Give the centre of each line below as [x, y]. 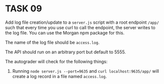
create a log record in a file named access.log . [60, 76]
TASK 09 [23, 9]
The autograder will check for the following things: [56, 61]
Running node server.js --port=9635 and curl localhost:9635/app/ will [85, 71]
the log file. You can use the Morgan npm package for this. [65, 33]
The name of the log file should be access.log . [52, 42]
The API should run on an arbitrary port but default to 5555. [65, 52]
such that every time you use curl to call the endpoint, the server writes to [80, 27]
